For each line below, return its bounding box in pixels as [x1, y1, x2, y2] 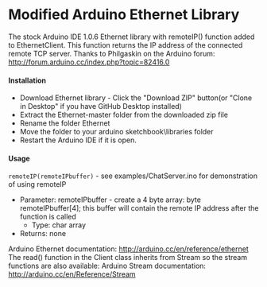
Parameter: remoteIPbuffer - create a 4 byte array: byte [19, 195, 201, 204]
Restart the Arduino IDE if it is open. [19, 135, 137, 145]
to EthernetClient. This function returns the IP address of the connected [8, 40, 243, 49]
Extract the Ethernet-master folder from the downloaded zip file [19, 110, 229, 120]
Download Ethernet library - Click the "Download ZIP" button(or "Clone [19, 93, 253, 103]
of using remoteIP [8, 180, 67, 189]
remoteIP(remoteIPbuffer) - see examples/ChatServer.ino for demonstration [8, 171, 258, 180]
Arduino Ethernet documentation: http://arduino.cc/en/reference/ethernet [8, 244, 249, 254]
